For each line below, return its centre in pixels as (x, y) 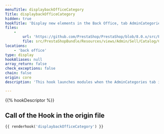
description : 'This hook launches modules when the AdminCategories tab (81, 82)
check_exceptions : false (30, 69)
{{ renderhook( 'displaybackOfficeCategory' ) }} (54, 127)
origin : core (18, 77)
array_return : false (26, 64)
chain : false (18, 73)
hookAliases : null (24, 59)
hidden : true (18, 19)
